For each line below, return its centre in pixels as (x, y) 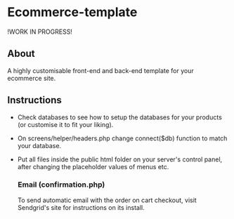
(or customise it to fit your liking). (65, 124)
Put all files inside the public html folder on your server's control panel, (120, 159)
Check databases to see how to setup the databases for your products (120, 117)
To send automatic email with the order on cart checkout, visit (107, 200)
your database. (39, 145)
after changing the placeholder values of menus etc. (93, 166)
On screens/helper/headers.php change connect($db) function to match (122, 138)
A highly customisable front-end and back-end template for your (101, 70)
